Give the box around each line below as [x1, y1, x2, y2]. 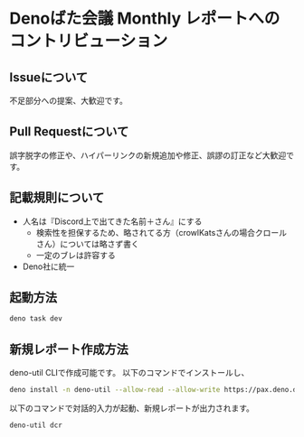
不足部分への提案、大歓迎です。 [9, 96, 128, 106]
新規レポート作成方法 [9, 341, 128, 357]
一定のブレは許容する [35, 249, 116, 260]
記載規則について [9, 191, 105, 206]
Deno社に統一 [22, 261, 75, 272]
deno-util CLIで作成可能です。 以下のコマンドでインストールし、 [9, 367, 250, 378]
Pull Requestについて [9, 124, 129, 140]
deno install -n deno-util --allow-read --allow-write [9, 386, 221, 395]
